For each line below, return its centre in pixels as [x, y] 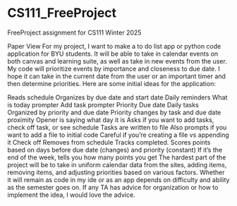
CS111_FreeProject [62, 13]
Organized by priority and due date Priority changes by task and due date [114, 112]
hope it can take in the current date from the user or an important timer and [116, 76]
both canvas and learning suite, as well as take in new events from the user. [117, 61]
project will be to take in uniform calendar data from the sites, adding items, [117, 164]
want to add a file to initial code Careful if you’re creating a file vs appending [118, 135]
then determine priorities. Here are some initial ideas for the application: [112, 83]
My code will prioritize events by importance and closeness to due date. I [114, 68]
